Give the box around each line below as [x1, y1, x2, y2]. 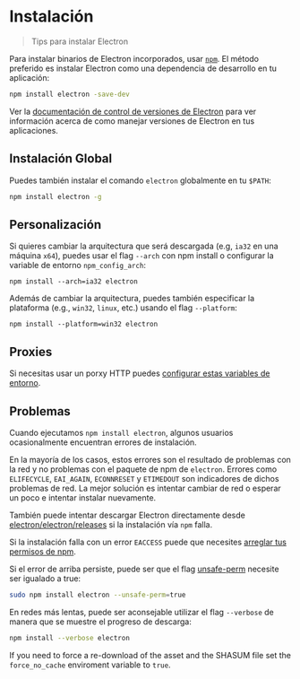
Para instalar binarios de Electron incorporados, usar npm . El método [9, 53, 260, 64]
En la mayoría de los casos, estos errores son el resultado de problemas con [9, 454, 291, 465]
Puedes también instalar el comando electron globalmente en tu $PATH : [9, 175, 271, 186]
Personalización [9, 217, 102, 232]
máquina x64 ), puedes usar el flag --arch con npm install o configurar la [9, 250, 275, 261]
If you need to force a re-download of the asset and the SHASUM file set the [9, 649, 292, 660]
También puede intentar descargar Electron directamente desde [9, 509, 246, 520]
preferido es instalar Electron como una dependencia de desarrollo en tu [9, 63, 278, 74]
